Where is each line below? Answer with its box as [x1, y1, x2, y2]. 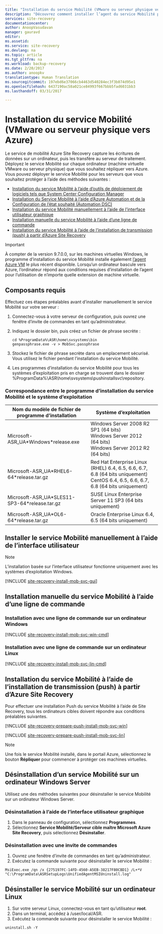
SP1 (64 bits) [90, 426, 121, 433]
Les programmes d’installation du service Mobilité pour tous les [12, 365, 139, 371]
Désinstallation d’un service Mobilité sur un [5, 770, 139, 779]
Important [5, 242, 25, 248]
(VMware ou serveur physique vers [5, 124, 150, 135]
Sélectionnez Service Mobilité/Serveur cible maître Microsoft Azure [12, 824, 151, 830]
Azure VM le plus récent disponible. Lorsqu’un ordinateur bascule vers [5, 261, 146, 268]
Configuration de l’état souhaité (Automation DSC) [12, 201, 113, 207]
